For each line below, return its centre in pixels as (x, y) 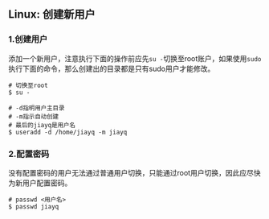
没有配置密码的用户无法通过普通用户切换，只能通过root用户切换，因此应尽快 (134, 172)
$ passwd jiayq (34, 207)
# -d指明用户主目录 (37, 108)
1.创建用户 (28, 39)
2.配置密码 (29, 154)
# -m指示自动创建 (33, 116)
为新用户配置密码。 (40, 183)
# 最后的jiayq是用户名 (42, 125)
